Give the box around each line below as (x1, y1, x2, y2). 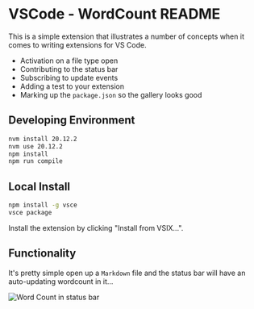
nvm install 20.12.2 (8, 135, 78, 143)
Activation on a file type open (19, 56, 119, 65)
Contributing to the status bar (19, 64, 119, 73)
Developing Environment (8, 114, 135, 127)
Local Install (8, 179, 71, 194)
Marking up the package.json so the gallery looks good (19, 90, 202, 99)
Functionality (8, 247, 77, 261)
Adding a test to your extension (19, 81, 125, 91)
